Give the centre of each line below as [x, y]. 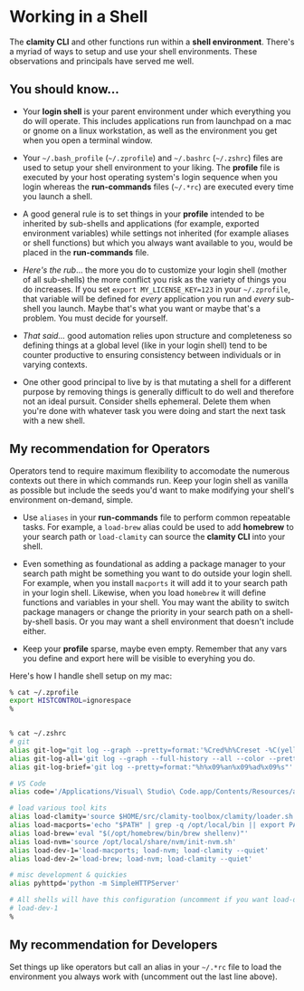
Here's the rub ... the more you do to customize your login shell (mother [155, 270]
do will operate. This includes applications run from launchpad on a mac [157, 120]
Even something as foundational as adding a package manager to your [154, 563]
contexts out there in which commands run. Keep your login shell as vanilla [149, 480]
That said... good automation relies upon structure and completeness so [157, 335]
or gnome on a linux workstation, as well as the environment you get [150, 130]
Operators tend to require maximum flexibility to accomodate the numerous [150, 471]
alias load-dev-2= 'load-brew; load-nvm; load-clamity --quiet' [131, 859]
